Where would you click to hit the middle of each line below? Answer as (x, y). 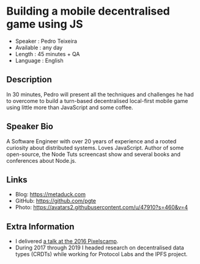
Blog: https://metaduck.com (50, 194)
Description (29, 80)
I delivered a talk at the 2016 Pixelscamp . (67, 241)
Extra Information (40, 227)
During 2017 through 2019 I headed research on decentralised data (100, 248)
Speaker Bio (30, 127)
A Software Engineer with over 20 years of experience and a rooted (91, 141)
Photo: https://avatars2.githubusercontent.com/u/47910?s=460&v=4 (102, 207)
